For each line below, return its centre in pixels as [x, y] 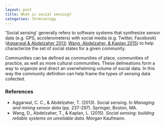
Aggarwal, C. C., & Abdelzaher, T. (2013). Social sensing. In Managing [83, 102]
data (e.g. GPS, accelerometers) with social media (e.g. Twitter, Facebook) [81, 38]
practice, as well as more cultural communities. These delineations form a [80, 63]
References [19, 92]
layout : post [19, 10]
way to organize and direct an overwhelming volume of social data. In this [80, 68]
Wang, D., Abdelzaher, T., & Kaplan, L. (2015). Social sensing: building [83, 113]
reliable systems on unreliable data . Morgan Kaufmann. [69, 118]
